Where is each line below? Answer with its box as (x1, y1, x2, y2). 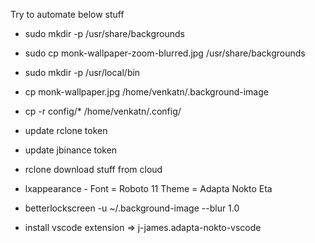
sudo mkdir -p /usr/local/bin (24, 67, 141, 78)
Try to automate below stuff (10, 9, 125, 20)
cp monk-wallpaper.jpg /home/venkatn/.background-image (24, 86, 269, 98)
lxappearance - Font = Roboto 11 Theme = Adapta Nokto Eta (24, 183, 273, 194)
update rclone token (24, 125, 108, 136)
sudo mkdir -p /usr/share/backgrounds (24, 28, 185, 39)
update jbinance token (24, 144, 118, 156)
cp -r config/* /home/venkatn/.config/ (24, 105, 182, 117)
